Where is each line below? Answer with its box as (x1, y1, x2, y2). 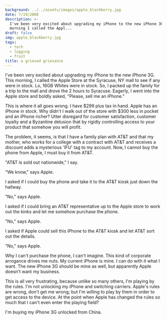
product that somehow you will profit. (5, 124, 82, 130)
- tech (9, 44, 23, 49)
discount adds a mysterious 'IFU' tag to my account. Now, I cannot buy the (5, 144, 158, 150)
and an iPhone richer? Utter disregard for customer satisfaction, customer (5, 113, 157, 120)
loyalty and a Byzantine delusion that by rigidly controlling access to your (5, 119, 155, 125)
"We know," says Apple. (5, 169, 54, 175)
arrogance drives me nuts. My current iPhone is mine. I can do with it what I (5, 258, 160, 264)
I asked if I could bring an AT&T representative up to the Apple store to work (5, 203, 161, 210)
